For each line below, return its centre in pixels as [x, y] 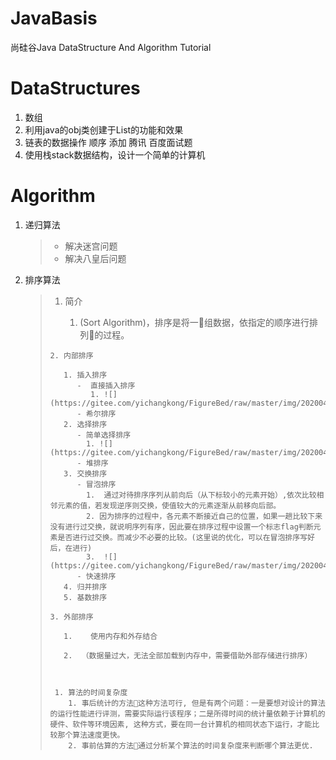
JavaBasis [54, 18]
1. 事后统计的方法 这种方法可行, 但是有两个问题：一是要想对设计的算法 [197, 703]
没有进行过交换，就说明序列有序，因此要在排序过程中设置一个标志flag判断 [181, 527]
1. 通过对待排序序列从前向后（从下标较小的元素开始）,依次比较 [201, 495]
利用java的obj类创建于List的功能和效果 [104, 129]
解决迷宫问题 [91, 246]
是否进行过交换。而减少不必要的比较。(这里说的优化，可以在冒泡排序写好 [186, 537]
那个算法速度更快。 [91, 735]
